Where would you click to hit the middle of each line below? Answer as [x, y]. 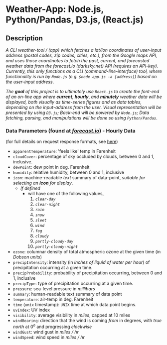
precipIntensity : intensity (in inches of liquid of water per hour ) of [81, 262]
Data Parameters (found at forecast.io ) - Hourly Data [71, 130]
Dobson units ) [27, 257]
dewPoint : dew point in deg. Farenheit [51, 167]
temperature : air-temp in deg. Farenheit [53, 299]
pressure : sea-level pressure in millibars [54, 289]
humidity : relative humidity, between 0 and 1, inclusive [68, 172]
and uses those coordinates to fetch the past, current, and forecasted [78, 60]
